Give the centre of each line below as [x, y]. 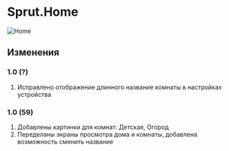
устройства [34, 94]
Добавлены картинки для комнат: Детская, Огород [93, 127]
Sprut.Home [43, 12]
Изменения [33, 53]
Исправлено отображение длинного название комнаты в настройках [119, 87]
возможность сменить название [65, 141]
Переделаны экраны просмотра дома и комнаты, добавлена [107, 134]
